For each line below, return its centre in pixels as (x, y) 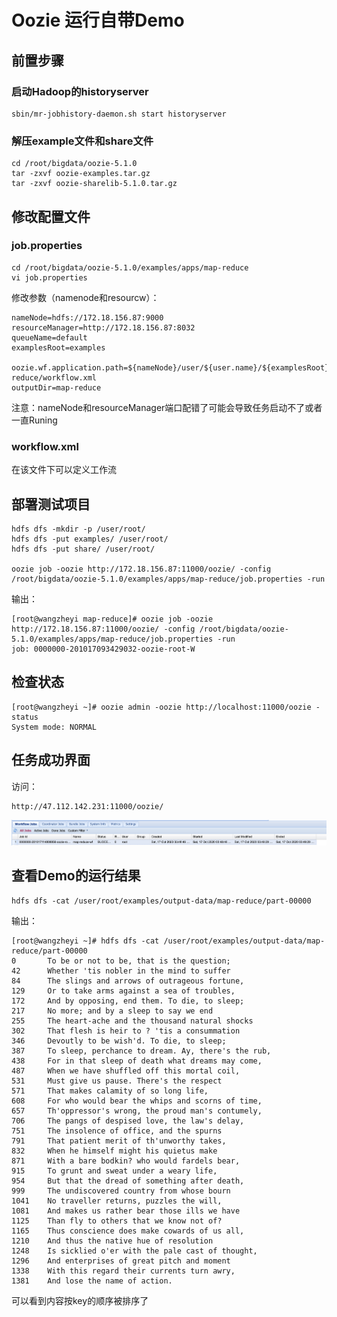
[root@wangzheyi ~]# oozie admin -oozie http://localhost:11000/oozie (161, 707)
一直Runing (34, 420)
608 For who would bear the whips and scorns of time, (137, 1101)
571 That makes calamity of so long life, (110, 1091)
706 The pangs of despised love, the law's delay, (128, 1121)
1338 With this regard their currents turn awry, (123, 1271)
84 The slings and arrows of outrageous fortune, (128, 981)
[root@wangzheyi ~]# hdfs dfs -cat (85, 941)
